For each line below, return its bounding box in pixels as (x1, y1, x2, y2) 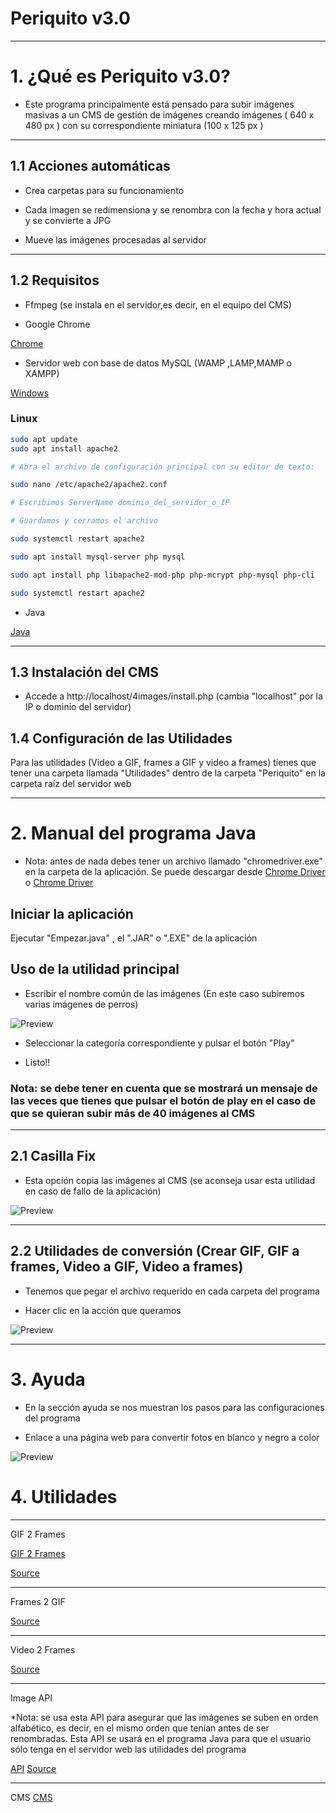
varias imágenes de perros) (24, 998, 139, 1010)
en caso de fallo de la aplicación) (24, 1185, 162, 1197)
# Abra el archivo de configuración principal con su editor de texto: (10, 462, 315, 472)
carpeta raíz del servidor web (10, 778, 132, 790)
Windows (10, 387, 50, 399)
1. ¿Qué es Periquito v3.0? (10, 65, 231, 88)
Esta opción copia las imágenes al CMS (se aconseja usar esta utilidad (24, 1174, 316, 1186)
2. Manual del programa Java (10, 822, 257, 845)
